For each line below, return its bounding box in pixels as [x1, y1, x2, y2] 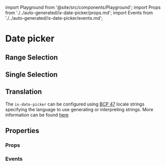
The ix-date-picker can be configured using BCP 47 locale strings [5, 101, 145, 107]
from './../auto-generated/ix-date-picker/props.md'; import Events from [5, 10, 153, 16]
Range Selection [5, 53, 58, 61]
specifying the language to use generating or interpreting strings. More [5, 106, 153, 112]
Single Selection [5, 70, 58, 79]
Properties [5, 126, 39, 135]
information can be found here [5, 112, 69, 118]
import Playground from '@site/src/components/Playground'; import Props [5, 5, 161, 10]
